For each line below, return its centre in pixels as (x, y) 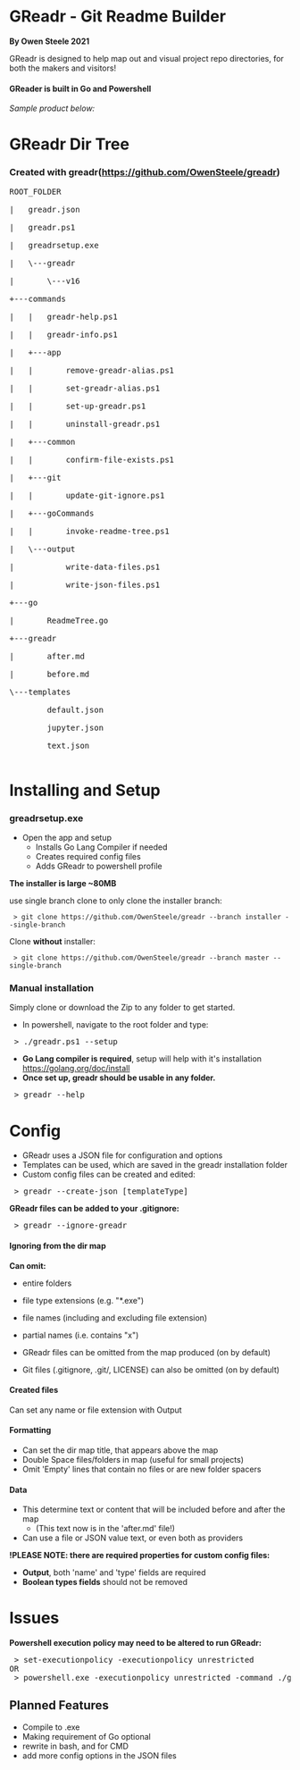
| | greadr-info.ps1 (63, 334)
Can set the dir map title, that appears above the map (120, 1450)
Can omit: (28, 1265)
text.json (68, 745)
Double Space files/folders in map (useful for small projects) (133, 1459)
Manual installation (52, 988)
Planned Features (59, 1705)
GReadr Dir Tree (69, 144)
